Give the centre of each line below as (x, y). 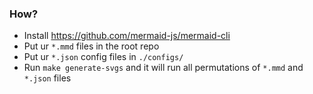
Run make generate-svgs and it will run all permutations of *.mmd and (163, 68)
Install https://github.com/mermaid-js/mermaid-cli (127, 36)
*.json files (47, 78)
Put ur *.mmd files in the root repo (91, 46)
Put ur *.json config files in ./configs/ (103, 57)
